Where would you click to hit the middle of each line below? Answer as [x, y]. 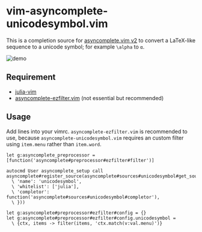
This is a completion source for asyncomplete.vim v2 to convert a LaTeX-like [101, 40]
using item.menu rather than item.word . [54, 144]
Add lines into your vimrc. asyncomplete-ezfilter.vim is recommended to [97, 131]
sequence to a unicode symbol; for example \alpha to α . [75, 47]
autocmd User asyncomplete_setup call [55, 171]
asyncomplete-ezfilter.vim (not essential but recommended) [89, 98]
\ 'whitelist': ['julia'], [45, 186]
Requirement [31, 77]
